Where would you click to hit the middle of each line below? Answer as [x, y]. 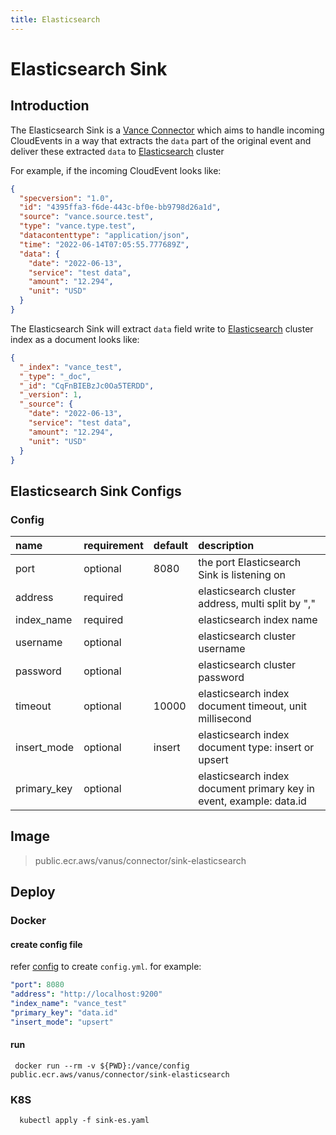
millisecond [225, 719]
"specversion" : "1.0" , [66, 198]
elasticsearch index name [258, 620]
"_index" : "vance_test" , [71, 367]
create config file [46, 944]
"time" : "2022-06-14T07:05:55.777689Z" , [104, 244]
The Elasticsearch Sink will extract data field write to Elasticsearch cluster [162, 328]
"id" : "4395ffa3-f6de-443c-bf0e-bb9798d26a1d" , [120, 207]
